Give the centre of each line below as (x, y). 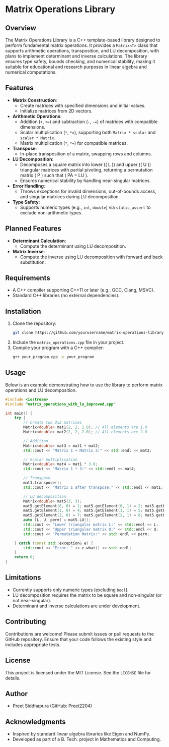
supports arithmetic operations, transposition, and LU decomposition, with (82, 51)
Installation (23, 311)
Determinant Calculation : (39, 241)
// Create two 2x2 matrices (53, 423)
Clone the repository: (34, 323)
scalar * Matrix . (38, 138)
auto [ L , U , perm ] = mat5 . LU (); (57, 520)
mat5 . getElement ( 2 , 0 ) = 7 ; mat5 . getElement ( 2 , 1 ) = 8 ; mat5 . (90, 515)
